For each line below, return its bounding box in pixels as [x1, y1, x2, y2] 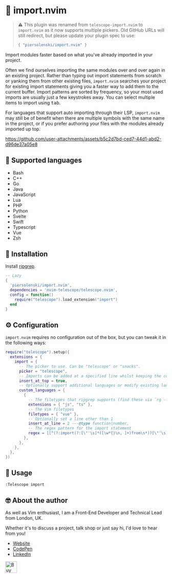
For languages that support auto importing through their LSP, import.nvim [5, 110, 160, 116]
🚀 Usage [5, 468, 32, 477]
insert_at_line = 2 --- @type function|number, [28, 421, 130, 426]
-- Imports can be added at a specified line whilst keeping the [18, 373, 161, 378]
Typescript [12, 224, 36, 230]
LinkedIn [12, 551, 31, 557]
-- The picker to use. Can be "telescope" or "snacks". [18, 363, 141, 369]
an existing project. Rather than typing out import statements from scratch [5, 72, 162, 78]
